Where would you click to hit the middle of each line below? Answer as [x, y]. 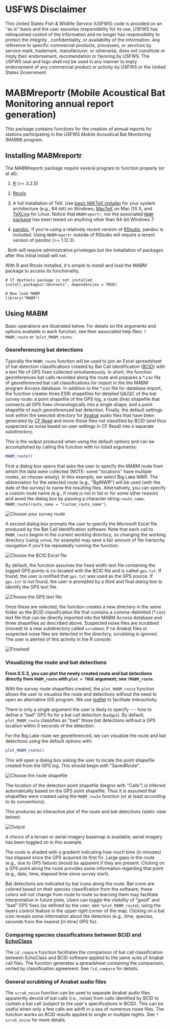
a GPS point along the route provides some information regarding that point [84, 868]
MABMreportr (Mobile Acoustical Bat [86, 93]
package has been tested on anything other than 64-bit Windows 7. [83, 219]
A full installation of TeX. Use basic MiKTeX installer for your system [84, 203]
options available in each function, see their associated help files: [74, 331]
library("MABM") [22, 298]
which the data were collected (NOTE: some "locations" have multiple [79, 471]
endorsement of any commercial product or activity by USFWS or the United [86, 67]
